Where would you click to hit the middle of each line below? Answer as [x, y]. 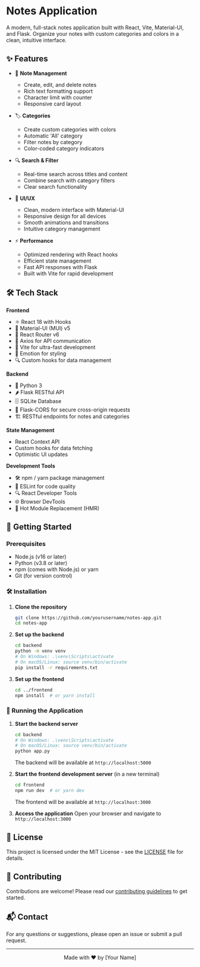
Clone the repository [41, 607]
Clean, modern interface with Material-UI [74, 210]
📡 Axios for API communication [53, 341]
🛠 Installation [26, 592]
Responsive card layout [52, 104]
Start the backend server [46, 723]
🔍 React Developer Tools [46, 493]
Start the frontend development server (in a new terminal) [87, 774]
